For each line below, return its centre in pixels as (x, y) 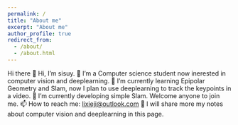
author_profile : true (39, 34)
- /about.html (34, 54)
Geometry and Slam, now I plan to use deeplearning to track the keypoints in (119, 88)
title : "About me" (34, 20)
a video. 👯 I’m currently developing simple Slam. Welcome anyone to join (114, 95)
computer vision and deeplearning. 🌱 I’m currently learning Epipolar (106, 81)
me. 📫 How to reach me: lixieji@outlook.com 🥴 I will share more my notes (115, 104)
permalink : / (27, 14)
